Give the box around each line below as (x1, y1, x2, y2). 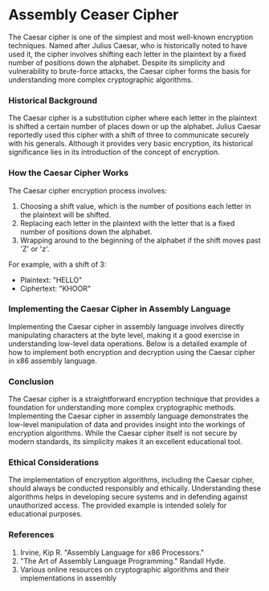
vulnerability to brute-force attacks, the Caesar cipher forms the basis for (8, 66, 251, 75)
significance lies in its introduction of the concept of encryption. (8, 147, 221, 157)
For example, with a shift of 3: (8, 259, 107, 269)
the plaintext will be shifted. (19, 210, 112, 219)
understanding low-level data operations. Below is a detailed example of (8, 339, 247, 348)
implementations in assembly (19, 573, 117, 583)
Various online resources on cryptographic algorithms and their (19, 565, 230, 574)
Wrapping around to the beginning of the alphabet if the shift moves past (19, 235, 261, 245)
